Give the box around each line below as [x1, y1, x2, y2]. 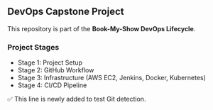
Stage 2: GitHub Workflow [17, 66, 94, 75]
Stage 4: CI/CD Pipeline [17, 81, 87, 89]
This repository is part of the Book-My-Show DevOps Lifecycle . [7, 24, 196, 33]
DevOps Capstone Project [7, 6, 124, 18]
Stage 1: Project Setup [17, 58, 83, 67]
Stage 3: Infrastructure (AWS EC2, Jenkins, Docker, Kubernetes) [17, 74, 206, 82]
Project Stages [7, 42, 60, 52]
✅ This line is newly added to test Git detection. [7, 95, 146, 104]
